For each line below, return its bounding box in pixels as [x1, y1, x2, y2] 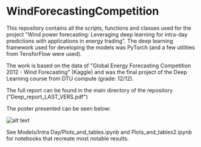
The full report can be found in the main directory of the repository [6, 86, 173, 94]
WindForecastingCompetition [6, 4, 159, 18]
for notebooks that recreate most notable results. [6, 135, 129, 142]
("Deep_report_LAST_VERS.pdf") [6, 93, 88, 100]
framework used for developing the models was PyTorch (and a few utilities [6, 44, 196, 51]
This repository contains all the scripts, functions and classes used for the [6, 24, 191, 32]
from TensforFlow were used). [6, 50, 82, 57]
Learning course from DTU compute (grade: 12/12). [6, 75, 134, 82]
